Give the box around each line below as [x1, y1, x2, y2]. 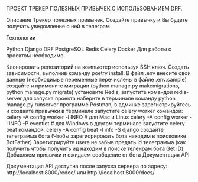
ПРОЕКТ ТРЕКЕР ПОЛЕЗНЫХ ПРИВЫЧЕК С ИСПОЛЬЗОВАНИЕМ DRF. [6, 5, 183, 12]
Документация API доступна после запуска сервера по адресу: [6, 162, 168, 170]
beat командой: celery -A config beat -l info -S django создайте [6, 126, 164, 133]
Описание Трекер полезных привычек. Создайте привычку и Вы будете [6, 17, 188, 23]
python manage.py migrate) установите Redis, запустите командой [6, 89, 173, 95]
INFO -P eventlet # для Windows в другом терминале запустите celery [8, 120, 185, 126]
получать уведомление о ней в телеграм [6, 23, 111, 30]
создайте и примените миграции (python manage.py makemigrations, [6, 82, 180, 89]
